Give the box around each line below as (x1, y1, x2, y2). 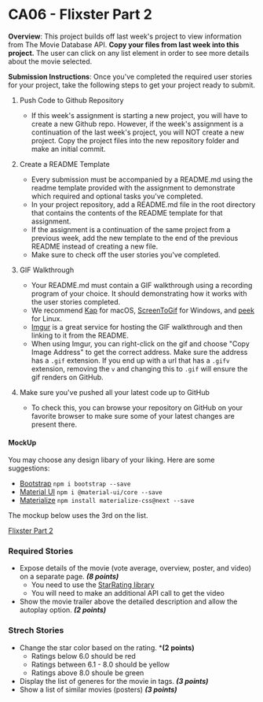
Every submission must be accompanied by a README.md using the (31, 175, 254, 184)
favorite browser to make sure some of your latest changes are (31, 411, 236, 420)
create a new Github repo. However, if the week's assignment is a (31, 119, 243, 128)
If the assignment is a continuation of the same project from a (31, 224, 231, 234)
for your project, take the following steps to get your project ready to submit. (8, 80, 256, 90)
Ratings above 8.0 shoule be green (31, 667, 144, 678)
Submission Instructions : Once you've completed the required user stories (8, 72, 253, 81)
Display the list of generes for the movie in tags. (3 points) (19, 676, 209, 685)
